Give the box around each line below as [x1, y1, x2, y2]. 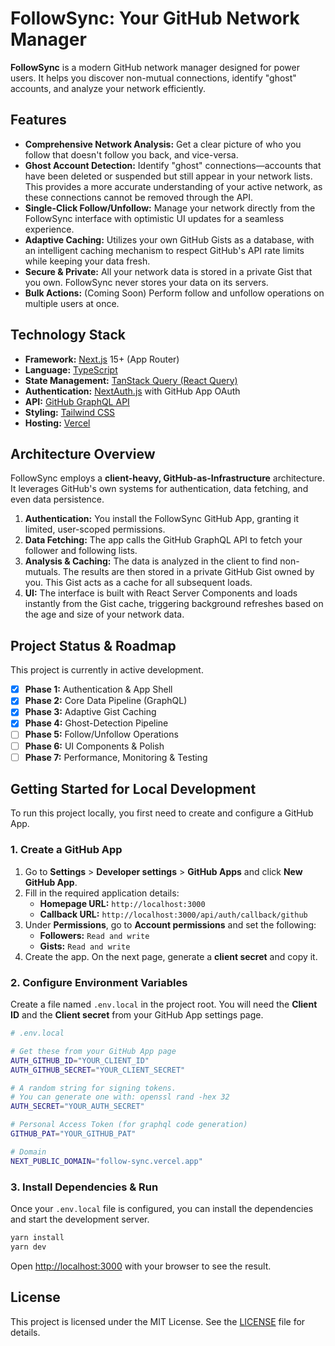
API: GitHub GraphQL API [24, 395, 130, 407]
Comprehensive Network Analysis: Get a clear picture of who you [24, 138, 302, 150]
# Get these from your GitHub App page [10, 1046, 177, 1056]
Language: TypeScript [24, 363, 118, 376]
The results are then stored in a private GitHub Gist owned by [62, 566, 315, 578]
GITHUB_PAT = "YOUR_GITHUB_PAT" [10, 1129, 137, 1139]
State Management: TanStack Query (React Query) [24, 374, 238, 386]
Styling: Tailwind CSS [24, 406, 116, 418]
